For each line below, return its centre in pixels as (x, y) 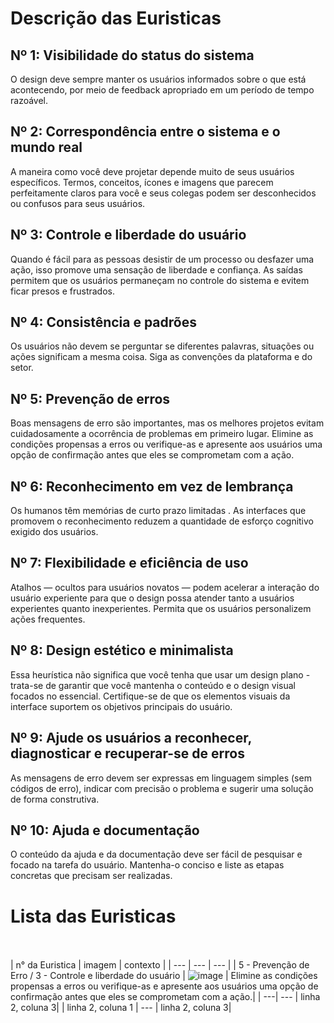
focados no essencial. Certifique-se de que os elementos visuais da (150, 696)
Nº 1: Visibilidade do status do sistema (132, 55)
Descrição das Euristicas (116, 18)
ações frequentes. (48, 619)
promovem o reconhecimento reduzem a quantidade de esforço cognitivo (162, 521)
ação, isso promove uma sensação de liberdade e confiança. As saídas (156, 269)
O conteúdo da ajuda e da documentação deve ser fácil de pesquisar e (156, 854)
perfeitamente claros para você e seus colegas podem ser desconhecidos (163, 193)
